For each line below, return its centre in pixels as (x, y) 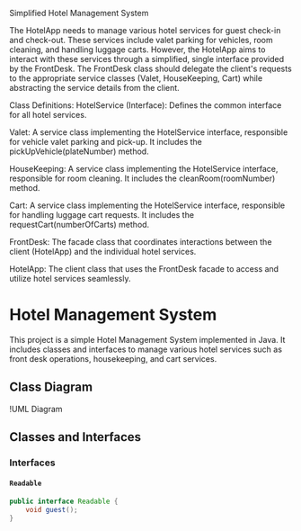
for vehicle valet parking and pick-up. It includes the (106, 142)
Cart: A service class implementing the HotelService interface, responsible (147, 205)
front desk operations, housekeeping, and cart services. (113, 358)
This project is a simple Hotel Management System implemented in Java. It (147, 339)
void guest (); (52, 510)
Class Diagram (51, 387)
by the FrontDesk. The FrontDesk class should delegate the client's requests (150, 68)
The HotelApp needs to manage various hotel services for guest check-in (145, 30)
